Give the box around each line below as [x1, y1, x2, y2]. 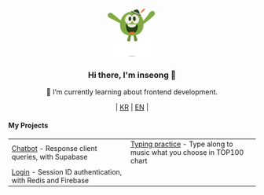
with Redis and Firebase [11, 175, 89, 185]
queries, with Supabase [11, 152, 88, 161]
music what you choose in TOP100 [130, 148, 244, 157]
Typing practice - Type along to [130, 139, 233, 149]
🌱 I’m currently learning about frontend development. [46, 87, 218, 97]
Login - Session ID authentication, [11, 167, 123, 176]
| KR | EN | [115, 102, 149, 112]
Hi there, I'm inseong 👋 [87, 69, 177, 80]
